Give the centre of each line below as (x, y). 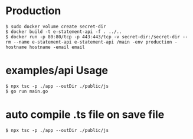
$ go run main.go (27, 91)
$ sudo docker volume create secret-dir (56, 27)
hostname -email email (57, 47)
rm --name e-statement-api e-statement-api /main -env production (89, 42)
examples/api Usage (57, 70)
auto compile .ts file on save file (85, 115)
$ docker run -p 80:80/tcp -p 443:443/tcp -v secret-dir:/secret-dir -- (97, 37)
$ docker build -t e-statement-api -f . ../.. (64, 32)
